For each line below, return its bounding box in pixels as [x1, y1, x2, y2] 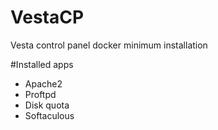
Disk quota [24, 99, 70, 111]
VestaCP [10, 6, 85, 29]
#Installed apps [10, 58, 74, 70]
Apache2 [24, 77, 63, 90]
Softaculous [24, 109, 75, 121]
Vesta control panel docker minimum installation [10, 39, 208, 51]
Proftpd [24, 88, 57, 100]
